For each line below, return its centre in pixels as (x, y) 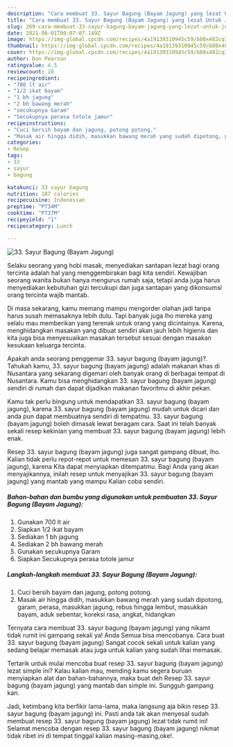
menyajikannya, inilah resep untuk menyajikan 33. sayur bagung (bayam (110, 474)
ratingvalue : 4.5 (32, 65)
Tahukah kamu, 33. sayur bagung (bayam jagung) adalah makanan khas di (114, 366)
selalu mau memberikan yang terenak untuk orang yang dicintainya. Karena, (116, 323)
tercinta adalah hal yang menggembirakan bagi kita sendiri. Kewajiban (107, 273)
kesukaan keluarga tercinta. (47, 345)
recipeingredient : (34, 78)
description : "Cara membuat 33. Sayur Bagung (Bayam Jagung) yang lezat (114, 14)
